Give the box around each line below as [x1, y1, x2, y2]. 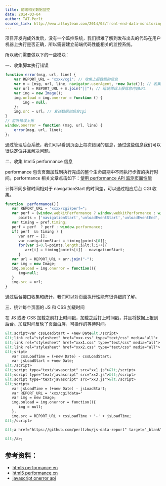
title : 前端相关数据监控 [5, 7, 50, 12]
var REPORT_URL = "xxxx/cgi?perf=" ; [11, 206, 87, 211]
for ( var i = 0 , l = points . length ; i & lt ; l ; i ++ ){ [18, 243, 107, 248]
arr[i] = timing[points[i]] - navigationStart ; [25, 248, 125, 253]
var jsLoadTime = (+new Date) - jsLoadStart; [11, 386, 107, 391]
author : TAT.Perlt [5, 16, 43, 21]
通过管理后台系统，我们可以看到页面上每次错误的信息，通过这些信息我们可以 [5, 141, 161, 147]
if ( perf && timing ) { [11, 229, 63, 234]
